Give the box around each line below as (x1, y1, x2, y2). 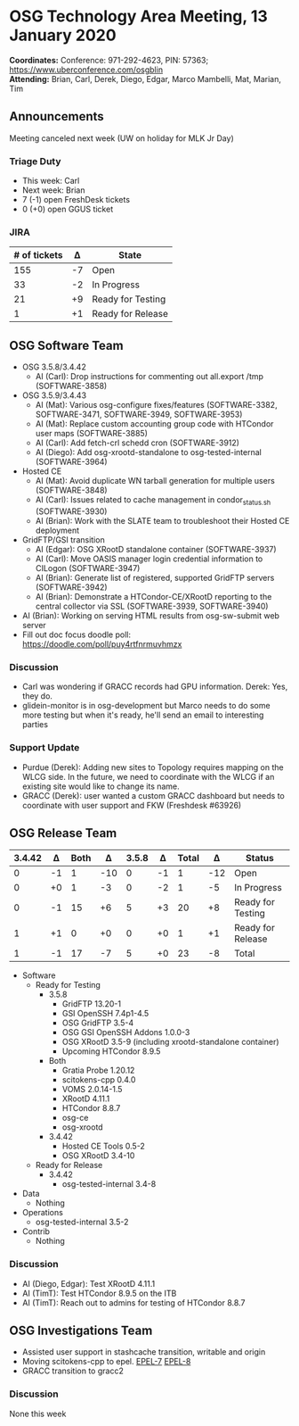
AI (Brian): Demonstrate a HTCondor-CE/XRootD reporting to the (35, 591, 272, 601)
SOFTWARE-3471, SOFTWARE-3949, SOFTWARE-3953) (35, 409, 243, 420)
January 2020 (9, 25, 117, 46)
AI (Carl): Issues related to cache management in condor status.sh (35, 494, 271, 507)
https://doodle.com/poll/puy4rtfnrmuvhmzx (21, 638, 182, 649)
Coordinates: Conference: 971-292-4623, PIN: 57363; (9, 54, 209, 65)
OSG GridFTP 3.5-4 (61, 1017, 134, 1028)
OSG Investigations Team (9, 1323, 153, 1339)
